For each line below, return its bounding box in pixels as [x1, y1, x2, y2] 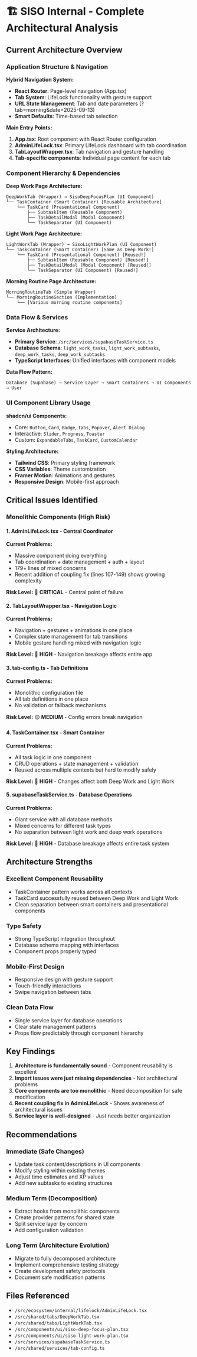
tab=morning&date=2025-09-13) [14, 106, 96, 113]
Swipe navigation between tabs [14, 989, 91, 996]
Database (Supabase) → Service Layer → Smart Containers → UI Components [6, 380, 192, 386]
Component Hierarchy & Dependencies [6, 169, 121, 177]
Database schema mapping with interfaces [14, 941, 119, 949]
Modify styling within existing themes [14, 1167, 106, 1174]
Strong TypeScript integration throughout [14, 935, 115, 943]
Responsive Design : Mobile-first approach [14, 478, 119, 485]
